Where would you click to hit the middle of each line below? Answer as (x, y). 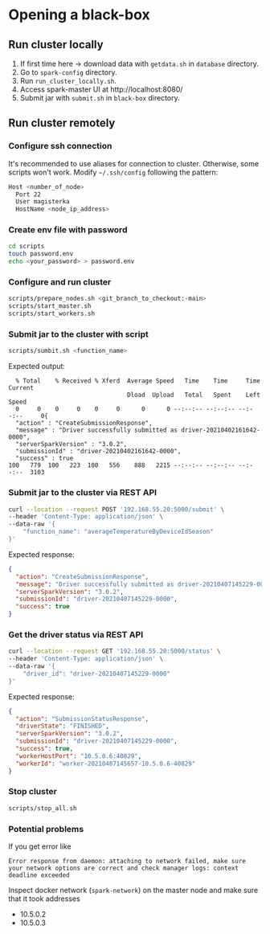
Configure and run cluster (60, 282)
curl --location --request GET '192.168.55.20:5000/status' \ (115, 651)
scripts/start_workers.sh (51, 314)
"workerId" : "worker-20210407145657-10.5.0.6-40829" (106, 764)
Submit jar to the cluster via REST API (83, 493)
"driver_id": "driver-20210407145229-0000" (97, 674)
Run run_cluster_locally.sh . (68, 81)
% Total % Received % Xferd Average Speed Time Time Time (138, 381)
